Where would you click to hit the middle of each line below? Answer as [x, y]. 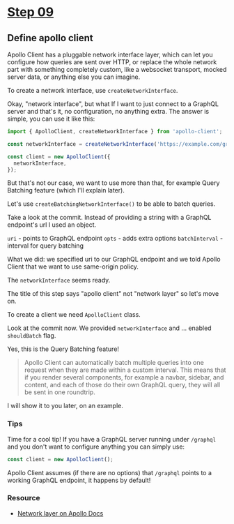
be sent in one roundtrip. [60, 392]
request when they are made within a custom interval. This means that [125, 370]
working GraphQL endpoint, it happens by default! [79, 480]
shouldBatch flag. [32, 336]
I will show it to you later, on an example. [65, 406]
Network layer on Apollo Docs [60, 513]
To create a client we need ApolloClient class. [74, 315]
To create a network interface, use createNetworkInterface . [93, 90]
